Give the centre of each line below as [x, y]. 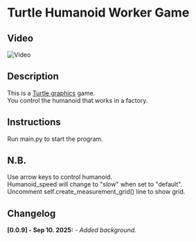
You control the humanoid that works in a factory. [78, 100]
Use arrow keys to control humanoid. [60, 177]
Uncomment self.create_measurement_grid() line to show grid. [96, 192]
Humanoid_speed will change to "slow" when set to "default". [95, 184]
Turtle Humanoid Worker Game [98, 13]
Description [33, 76]
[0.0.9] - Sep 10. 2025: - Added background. [72, 230]
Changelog [32, 213]
